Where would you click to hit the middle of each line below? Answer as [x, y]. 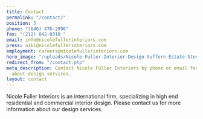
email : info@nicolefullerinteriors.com [56, 40]
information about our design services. [54, 109]
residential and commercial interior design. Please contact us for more [94, 103]
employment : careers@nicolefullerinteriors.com [67, 51]
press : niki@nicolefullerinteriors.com [56, 46]
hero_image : [21, 57]
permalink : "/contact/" [36, 18]
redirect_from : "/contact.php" [46, 62]
